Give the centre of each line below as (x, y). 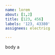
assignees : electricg (28, 28)
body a (12, 47)
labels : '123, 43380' (28, 24)
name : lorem (17, 10)
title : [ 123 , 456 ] (24, 19)
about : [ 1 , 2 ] (19, 14)
